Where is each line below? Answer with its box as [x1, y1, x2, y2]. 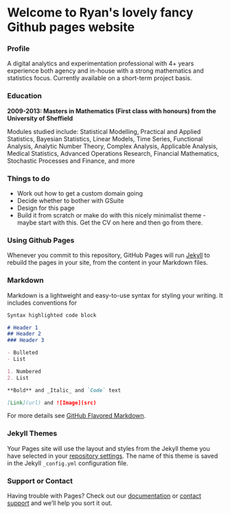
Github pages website [7, 19, 135, 35]
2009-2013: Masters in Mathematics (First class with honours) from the [7, 106, 216, 115]
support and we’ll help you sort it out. [7, 499, 113, 507]
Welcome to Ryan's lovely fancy [7, 5, 194, 21]
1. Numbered [7, 368, 41, 375]
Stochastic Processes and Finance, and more [7, 156, 135, 165]
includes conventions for [7, 299, 78, 307]
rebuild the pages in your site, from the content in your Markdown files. [7, 259, 208, 267]
